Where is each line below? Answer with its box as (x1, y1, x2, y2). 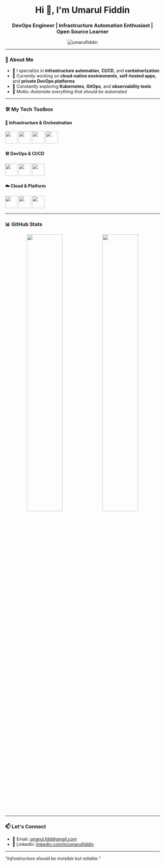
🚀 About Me (5, 56, 34, 63)
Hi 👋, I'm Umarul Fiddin (35, 4, 130, 16)
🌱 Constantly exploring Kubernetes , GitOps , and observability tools (12, 83, 151, 89)
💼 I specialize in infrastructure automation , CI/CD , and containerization (12, 68, 160, 73)
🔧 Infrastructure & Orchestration (5, 120, 72, 126)
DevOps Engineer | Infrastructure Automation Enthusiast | (12, 22, 153, 29)
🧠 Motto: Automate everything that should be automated (12, 88, 127, 94)
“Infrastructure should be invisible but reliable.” (5, 855, 101, 861)
